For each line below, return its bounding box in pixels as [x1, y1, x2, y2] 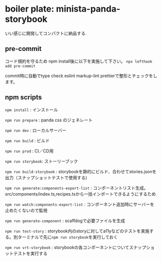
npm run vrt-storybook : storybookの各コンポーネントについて [5, 244, 130, 250]
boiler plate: [5, 3, 55, 15]
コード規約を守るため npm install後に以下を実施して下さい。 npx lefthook [5, 58, 152, 64]
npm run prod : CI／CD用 [5, 148, 54, 154]
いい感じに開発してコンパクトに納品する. [5, 30, 87, 36]
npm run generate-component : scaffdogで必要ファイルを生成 [5, 217, 125, 224]
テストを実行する [13, 250, 47, 256]
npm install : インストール [5, 107, 58, 113]
